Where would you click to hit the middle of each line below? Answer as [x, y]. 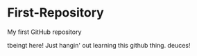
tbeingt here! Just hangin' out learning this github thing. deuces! [99, 45]
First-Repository [55, 13]
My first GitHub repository [44, 32]
